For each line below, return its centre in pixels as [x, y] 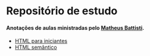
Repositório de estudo [62, 11]
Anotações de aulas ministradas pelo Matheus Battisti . [75, 27]
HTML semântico [36, 47]
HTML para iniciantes [41, 41]
